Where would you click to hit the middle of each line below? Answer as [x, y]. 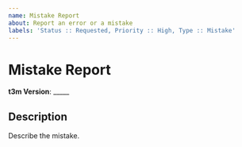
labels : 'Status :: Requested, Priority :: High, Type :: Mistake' [122, 30]
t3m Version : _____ [39, 91]
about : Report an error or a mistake [71, 23]
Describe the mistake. [44, 136]
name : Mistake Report [44, 15]
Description [38, 116]
